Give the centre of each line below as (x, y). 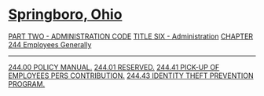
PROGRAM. (27, 83)
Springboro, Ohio (65, 15)
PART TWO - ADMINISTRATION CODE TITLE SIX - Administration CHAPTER (131, 36)
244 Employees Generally (50, 44)
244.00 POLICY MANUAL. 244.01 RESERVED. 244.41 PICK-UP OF (114, 67)
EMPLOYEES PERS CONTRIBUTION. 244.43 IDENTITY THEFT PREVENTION (131, 76)
